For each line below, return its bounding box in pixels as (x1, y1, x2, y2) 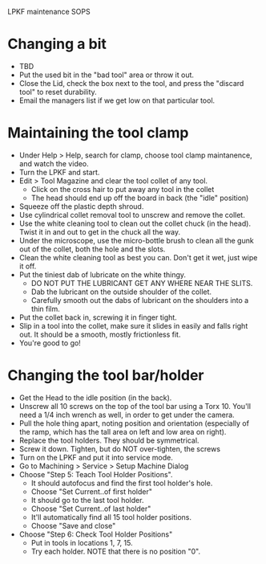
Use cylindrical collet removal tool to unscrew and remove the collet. (18, 210, 245, 219)
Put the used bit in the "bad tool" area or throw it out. (18, 70, 194, 80)
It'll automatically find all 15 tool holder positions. (30, 512, 192, 521)
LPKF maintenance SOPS (7, 7, 91, 16)
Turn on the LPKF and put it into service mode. (18, 452, 173, 462)
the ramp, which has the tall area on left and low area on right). (18, 427, 227, 436)
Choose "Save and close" (30, 521, 116, 530)
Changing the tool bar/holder (7, 366, 204, 385)
